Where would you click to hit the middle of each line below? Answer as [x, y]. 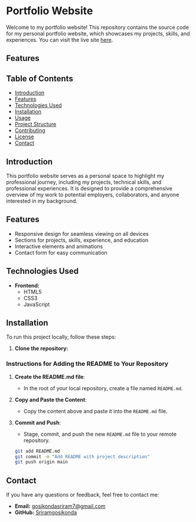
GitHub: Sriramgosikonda [46, 513]
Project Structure [35, 124]
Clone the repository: [41, 348]
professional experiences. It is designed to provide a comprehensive [89, 188]
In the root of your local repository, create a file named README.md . [103, 388]
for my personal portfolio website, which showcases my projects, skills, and [98, 33]
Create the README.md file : [50, 377]
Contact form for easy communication [61, 252]
